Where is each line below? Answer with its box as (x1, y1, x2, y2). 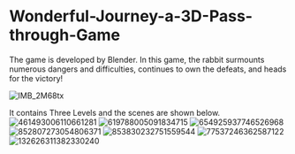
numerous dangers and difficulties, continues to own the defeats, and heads (9, 64, 287, 74)
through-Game (9, 25, 121, 45)
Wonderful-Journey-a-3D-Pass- (9, 6, 253, 27)
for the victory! (9, 73, 64, 83)
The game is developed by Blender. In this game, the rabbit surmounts (9, 54, 265, 65)
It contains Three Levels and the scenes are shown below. (9, 107, 221, 118)
